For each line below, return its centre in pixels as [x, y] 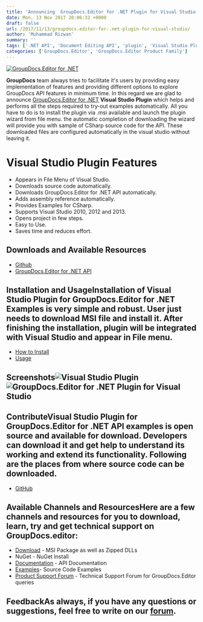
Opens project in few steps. [49, 218]
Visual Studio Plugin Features [82, 163]
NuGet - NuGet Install [42, 557]
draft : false [23, 23]
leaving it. [18, 138]
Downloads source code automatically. [63, 186]
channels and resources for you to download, [93, 516]
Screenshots [31, 377]
